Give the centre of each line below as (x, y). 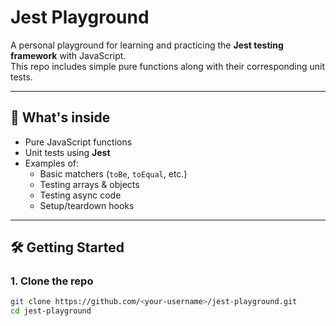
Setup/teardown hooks (87, 205)
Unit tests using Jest (67, 152)
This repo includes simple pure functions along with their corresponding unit (168, 66)
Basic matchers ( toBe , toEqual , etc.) (113, 173)
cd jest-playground (51, 311)
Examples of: (52, 163)
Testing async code (80, 195)
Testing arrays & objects (89, 184)
